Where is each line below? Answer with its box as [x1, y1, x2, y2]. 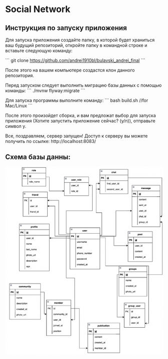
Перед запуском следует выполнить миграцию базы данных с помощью [5, 82, 162, 88]
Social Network [5, 4, 71, 15]
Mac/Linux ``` [5, 103, 33, 109]
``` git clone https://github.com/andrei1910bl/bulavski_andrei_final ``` [5, 57, 145, 63]
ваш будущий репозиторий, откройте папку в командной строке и [5, 42, 147, 48]
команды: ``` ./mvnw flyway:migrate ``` [5, 88, 85, 94]
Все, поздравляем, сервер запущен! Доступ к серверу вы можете [5, 133, 148, 139]
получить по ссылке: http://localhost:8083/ [5, 138, 96, 144]
